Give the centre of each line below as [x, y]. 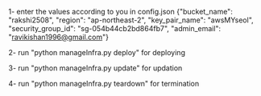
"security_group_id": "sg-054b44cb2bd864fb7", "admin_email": [115, 28]
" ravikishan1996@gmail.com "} [58, 37]
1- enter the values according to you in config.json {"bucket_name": [121, 12]
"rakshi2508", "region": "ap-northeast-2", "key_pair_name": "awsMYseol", [131, 20]
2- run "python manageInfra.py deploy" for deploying [97, 52]
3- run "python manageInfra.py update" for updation [95, 68]
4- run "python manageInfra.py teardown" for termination [104, 84]
